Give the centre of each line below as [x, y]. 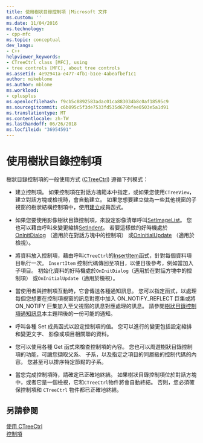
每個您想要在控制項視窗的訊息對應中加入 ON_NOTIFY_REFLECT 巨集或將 [105, 298]
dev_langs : [20, 46]
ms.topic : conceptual [34, 40]
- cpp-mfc [19, 34]
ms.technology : [25, 29]
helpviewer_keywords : [34, 57]
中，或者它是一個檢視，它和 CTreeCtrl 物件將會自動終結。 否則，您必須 [102, 382]
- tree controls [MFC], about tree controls [63, 68]
